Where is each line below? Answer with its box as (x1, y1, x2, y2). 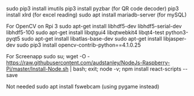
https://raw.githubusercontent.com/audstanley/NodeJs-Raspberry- (6, 59, 170, 66)
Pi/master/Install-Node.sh (6, 65, 69, 72)
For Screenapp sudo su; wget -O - (6, 53, 90, 59)
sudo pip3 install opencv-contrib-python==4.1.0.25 (17, 41, 141, 48)
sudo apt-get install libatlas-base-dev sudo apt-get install (21, 35, 162, 42)
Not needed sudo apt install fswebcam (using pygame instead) (6, 83, 160, 90)
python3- (165, 29, 189, 36)
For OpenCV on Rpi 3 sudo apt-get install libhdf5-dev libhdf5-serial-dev (6, 23, 182, 29)
